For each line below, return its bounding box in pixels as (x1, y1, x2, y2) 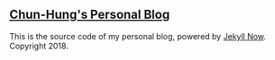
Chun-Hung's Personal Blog (9, 7, 170, 22)
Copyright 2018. (9, 40, 69, 51)
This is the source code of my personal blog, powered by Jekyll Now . (9, 30, 267, 41)
